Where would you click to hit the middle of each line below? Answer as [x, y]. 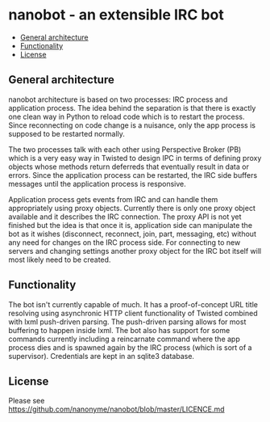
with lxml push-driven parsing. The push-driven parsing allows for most [127, 322]
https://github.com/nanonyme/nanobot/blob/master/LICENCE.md [116, 409]
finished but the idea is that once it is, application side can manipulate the [130, 225]
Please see [27, 401]
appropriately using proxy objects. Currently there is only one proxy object [132, 208]
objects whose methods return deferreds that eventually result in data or [129, 167]
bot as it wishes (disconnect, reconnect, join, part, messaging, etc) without [132, 234]
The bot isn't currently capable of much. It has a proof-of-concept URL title [133, 304]
